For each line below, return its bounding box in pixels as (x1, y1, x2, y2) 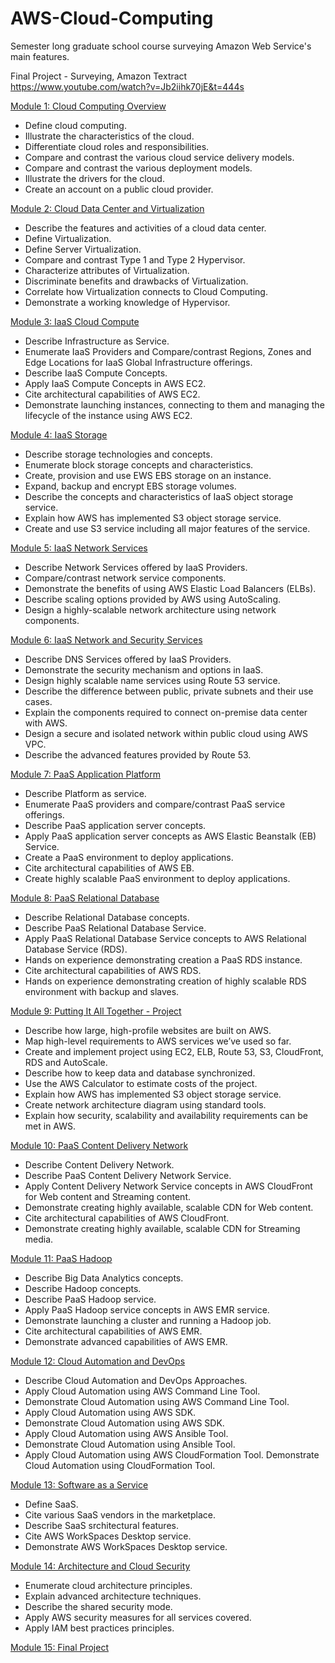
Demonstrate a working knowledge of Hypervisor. (24, 296, 231, 308)
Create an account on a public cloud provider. (24, 183, 214, 195)
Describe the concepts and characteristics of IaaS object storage (24, 490, 294, 502)
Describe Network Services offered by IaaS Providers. (24, 561, 248, 573)
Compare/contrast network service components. (24, 572, 227, 584)
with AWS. (24, 717, 68, 729)
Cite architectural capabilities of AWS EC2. (24, 388, 201, 400)
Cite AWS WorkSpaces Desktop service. (24, 1530, 192, 1542)
